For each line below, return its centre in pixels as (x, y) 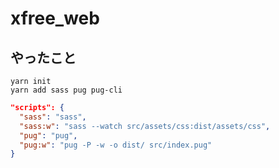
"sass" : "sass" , (53, 117)
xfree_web (55, 18)
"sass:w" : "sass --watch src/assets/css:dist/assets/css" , (145, 126)
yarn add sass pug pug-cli (66, 90)
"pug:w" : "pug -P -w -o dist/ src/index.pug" (116, 145)
